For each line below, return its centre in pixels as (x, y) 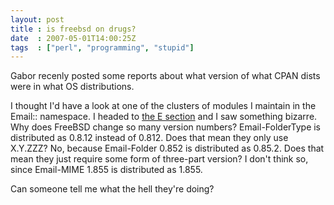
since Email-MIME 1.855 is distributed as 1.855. (106, 170)
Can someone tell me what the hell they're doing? (112, 189)
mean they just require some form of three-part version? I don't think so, (159, 159)
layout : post (37, 19)
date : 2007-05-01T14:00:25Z (73, 38)
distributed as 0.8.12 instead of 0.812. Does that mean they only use (149, 138)
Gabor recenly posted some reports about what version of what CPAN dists (165, 76)
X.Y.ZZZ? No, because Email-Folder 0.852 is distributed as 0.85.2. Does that (167, 148)
